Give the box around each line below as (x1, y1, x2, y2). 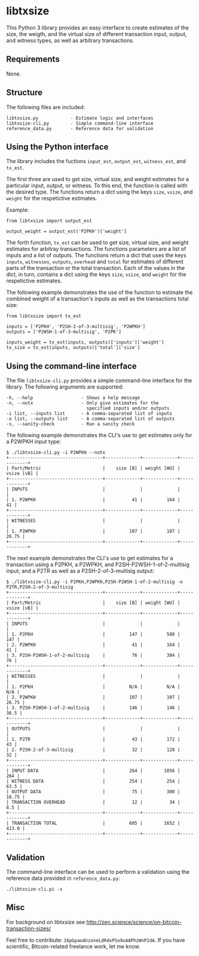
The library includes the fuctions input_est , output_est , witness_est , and (6, 158, 186, 165)
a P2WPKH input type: (6, 438, 62, 445)
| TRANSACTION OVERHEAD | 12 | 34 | (6, 799, 180, 805)
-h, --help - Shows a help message (6, 395, 140, 401)
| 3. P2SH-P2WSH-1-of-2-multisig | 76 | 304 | (6, 653, 180, 659)
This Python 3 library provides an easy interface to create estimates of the (6, 24, 189, 31)
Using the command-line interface (6, 361, 137, 371)
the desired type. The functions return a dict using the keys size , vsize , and (6, 188, 193, 196)
